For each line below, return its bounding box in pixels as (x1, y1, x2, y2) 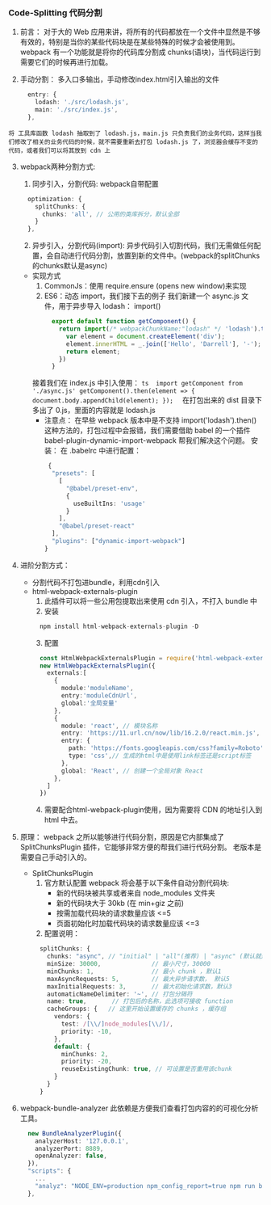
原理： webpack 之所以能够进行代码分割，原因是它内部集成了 (19, 832, 224, 842)
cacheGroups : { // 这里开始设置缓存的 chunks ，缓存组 (47, 1005, 227, 1013)
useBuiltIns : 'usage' (73, 499, 146, 508)
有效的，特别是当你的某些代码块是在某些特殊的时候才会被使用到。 (19, 37, 240, 47)
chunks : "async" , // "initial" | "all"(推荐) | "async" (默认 (47, 952, 256, 961)
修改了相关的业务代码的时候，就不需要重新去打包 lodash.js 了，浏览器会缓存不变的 (14, 137, 258, 146)
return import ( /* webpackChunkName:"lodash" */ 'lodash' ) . (59, 325, 261, 333)
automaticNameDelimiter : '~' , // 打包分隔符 (47, 990, 193, 998)
